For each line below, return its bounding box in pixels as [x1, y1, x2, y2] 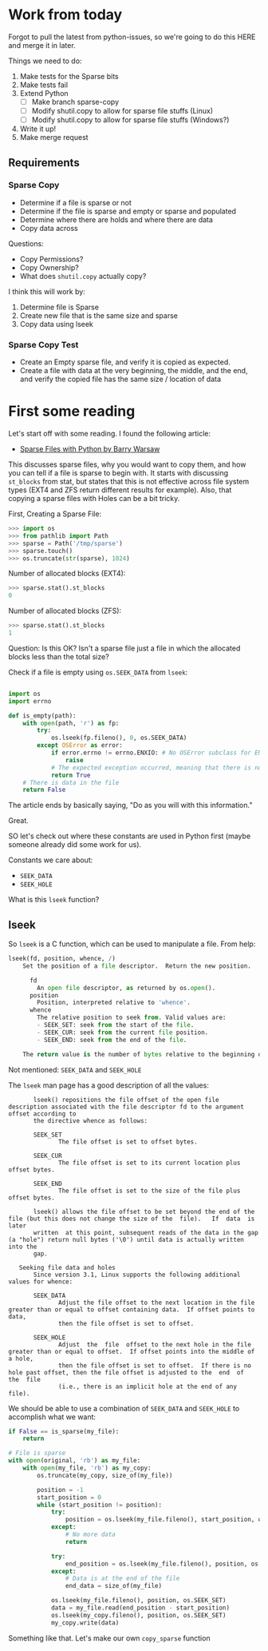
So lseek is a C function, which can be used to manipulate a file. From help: [8, 939, 256, 949]
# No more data [65, 1530, 116, 1539]
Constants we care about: [8, 855, 93, 865]
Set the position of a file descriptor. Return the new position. [22, 961, 251, 970]
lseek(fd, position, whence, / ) [8, 955, 116, 963]
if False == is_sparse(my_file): [8, 1427, 120, 1435]
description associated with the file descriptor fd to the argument [8, 1103, 245, 1111]
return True [50, 771, 91, 779]
